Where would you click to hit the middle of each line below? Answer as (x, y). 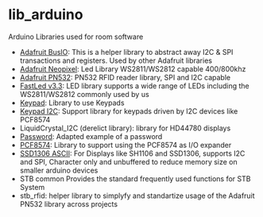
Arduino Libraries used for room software (76, 37)
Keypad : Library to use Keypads (72, 103)
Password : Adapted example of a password (91, 136)
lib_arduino (46, 15)
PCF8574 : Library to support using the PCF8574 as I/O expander (126, 145)
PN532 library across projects (68, 203)
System (32, 187)
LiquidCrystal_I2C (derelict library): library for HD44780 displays (125, 128)
